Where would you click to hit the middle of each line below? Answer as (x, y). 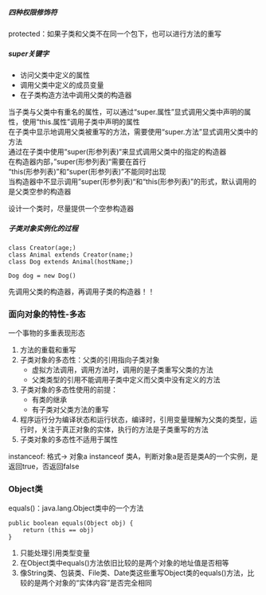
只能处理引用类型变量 (55, 553)
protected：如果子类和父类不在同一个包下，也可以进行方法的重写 (115, 33)
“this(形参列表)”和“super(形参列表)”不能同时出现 (87, 171)
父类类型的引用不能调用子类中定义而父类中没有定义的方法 (126, 380)
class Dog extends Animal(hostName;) (71, 262)
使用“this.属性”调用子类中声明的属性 (81, 121)
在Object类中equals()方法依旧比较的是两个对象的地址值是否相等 (124, 562)
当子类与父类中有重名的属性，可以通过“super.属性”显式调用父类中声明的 (126, 112)
